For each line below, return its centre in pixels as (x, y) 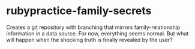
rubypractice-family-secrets (79, 11)
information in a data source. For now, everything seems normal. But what (97, 33)
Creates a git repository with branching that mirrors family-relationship (93, 27)
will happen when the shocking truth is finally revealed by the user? (89, 40)
